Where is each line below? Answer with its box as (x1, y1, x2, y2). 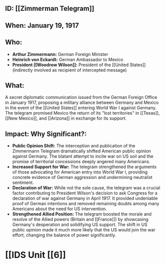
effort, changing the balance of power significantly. (12, 232, 117, 238)
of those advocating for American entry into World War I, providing (12, 169, 148, 175)
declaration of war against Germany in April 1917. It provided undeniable (12, 195, 158, 201)
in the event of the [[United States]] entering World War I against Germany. (5, 105, 157, 111)
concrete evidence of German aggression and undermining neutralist (12, 175, 153, 180)
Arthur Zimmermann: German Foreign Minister (12, 51, 108, 57)
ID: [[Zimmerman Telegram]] (5, 4, 95, 13)
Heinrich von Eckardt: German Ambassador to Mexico (12, 56, 124, 62)
